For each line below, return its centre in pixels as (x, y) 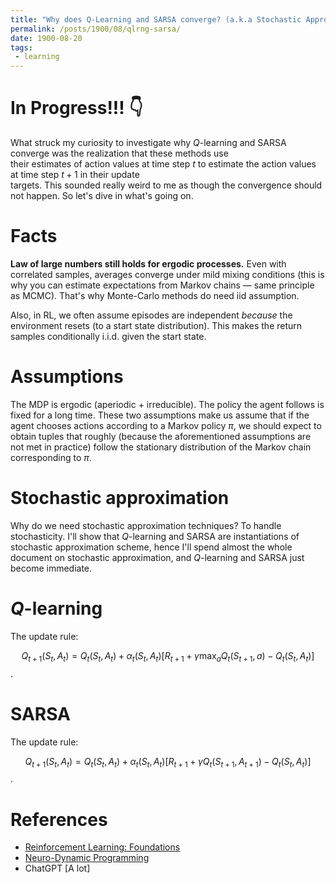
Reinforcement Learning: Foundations (102, 847)
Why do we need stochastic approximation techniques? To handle (146, 525)
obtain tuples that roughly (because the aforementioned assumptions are (161, 436)
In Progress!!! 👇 (76, 108)
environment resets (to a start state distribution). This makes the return (156, 325)
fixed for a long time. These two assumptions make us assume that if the (160, 415)
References (59, 819)
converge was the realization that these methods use (119, 153)
